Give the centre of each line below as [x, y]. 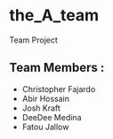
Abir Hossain [45, 98]
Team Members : [57, 68]
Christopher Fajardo [59, 89]
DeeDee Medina [52, 117]
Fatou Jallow [45, 127]
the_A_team [54, 15]
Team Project [33, 40]
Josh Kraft [41, 108]
